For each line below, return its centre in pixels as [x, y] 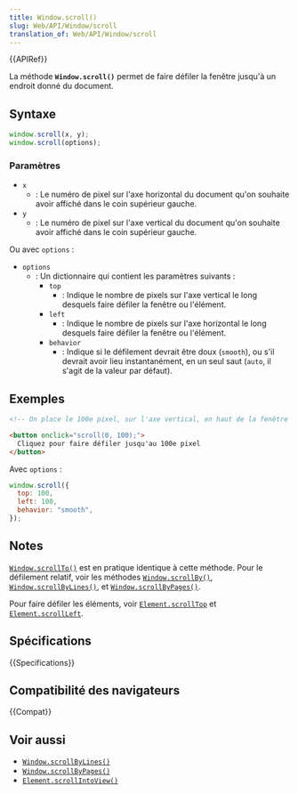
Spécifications [50, 641]
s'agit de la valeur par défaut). [117, 371]
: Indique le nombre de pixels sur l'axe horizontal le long [164, 324]
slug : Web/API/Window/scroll [63, 26]
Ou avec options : [42, 249]
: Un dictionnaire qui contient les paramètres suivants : [135, 276]
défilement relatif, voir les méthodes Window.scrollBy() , [111, 577]
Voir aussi [37, 740]
